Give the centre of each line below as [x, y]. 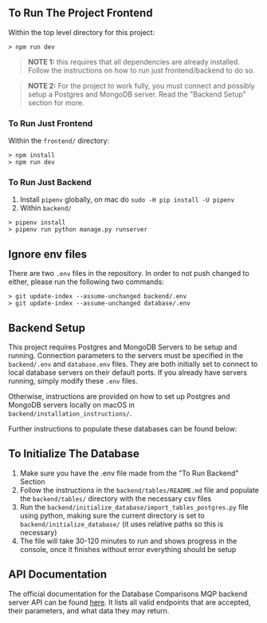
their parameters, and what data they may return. [89, 610]
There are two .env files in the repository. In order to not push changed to [129, 274]
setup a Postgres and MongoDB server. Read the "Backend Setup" [137, 94]
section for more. [56, 102]
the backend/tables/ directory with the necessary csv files [116, 499]
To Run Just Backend [50, 183]
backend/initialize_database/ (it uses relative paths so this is [122, 524]
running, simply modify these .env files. [73, 381]
